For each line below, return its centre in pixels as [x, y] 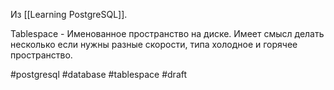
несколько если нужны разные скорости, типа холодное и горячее [154, 44]
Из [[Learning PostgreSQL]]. [69, 14]
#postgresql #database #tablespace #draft [99, 74]
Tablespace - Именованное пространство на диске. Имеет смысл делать [167, 33]
